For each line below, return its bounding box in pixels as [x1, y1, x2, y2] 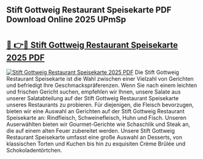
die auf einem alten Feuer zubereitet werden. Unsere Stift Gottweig [6, 127, 175, 134]
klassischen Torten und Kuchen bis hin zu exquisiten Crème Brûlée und [6, 140, 186, 147]
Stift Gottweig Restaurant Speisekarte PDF [6, 5, 172, 15]
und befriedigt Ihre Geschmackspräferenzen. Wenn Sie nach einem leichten [6, 82, 197, 89]
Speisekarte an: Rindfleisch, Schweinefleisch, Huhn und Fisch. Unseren [6, 114, 186, 121]
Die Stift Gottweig [135, 68, 179, 76]
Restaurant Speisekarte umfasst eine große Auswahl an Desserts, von [6, 134, 182, 141]
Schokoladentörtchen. [6, 147, 62, 153]
